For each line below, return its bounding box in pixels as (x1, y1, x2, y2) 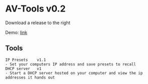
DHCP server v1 (5, 66, 42, 71)
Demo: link (5, 29, 28, 35)
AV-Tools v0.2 (5, 3, 66, 15)
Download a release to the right (5, 20, 70, 26)
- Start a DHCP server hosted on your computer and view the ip (5, 70, 143, 75)
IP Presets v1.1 (5, 57, 46, 62)
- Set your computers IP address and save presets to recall (5, 61, 136, 67)
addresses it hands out (5, 75, 55, 80)
